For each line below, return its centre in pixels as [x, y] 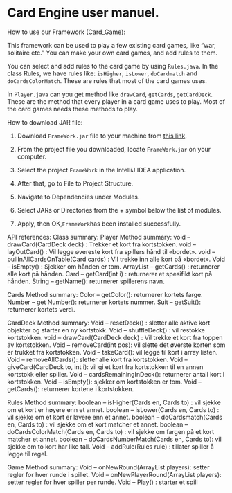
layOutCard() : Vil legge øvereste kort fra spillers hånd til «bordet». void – [111, 251]
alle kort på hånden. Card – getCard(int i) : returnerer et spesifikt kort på [110, 274]
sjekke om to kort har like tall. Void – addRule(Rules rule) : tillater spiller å [111, 446]
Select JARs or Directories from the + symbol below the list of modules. [119, 210]
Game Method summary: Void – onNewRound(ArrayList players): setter [108, 467]
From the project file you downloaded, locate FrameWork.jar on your [114, 149]
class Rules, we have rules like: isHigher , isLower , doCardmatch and [102, 73]
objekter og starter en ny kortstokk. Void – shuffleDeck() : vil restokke [106, 330]
